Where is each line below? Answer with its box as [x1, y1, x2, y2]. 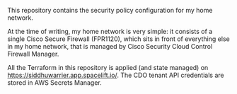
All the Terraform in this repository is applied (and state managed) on [7, 64, 209, 71]
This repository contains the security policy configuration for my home [7, 6, 213, 14]
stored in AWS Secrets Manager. [7, 78, 103, 87]
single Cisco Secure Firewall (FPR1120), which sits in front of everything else [7, 35, 230, 43]
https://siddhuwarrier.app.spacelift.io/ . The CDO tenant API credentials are [7, 71, 224, 79]
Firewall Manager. [7, 49, 59, 58]
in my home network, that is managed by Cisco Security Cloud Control [7, 42, 213, 50]
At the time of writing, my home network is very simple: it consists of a [7, 28, 213, 35]
